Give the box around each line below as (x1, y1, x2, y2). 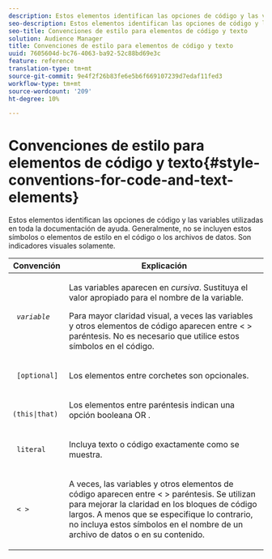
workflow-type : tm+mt (8, 79, 82, 87)
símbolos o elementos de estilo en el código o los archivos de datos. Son (8, 233, 252, 242)
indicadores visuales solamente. (8, 241, 116, 251)
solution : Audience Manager (8, 34, 104, 43)
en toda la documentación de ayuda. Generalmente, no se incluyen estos (8, 224, 253, 233)
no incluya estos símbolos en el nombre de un (68, 519, 244, 531)
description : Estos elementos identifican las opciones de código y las (8, 11, 259, 20)
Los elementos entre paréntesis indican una (68, 399, 235, 411)
